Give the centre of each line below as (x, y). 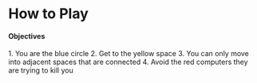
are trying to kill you (41, 70)
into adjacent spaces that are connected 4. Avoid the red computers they (128, 62)
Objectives (27, 36)
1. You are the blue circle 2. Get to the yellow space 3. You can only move (129, 54)
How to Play (49, 14)
